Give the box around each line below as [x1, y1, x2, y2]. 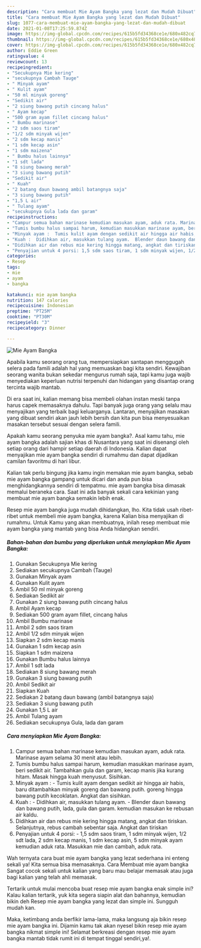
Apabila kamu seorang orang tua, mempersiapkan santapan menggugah [7, 358, 184, 365]
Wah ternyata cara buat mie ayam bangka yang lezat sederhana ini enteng [7, 854, 190, 861]
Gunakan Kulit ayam [15, 579, 65, 586]
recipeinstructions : [7, 214, 58, 220]
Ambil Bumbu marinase [15, 617, 73, 624]
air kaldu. [15, 811, 39, 818]
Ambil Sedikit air [15, 680, 56, 688]
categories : [7, 253, 36, 259]
